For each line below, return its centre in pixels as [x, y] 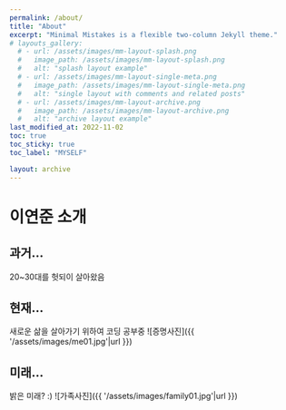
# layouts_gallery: [46, 43]
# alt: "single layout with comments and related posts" [132, 93]
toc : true [28, 136]
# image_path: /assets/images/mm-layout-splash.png [121, 60]
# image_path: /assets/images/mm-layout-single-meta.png [132, 85]
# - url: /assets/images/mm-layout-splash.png [107, 52]
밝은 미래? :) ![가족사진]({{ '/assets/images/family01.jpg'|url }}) [123, 396]
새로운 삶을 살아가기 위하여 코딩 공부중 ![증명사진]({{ [102, 331]
